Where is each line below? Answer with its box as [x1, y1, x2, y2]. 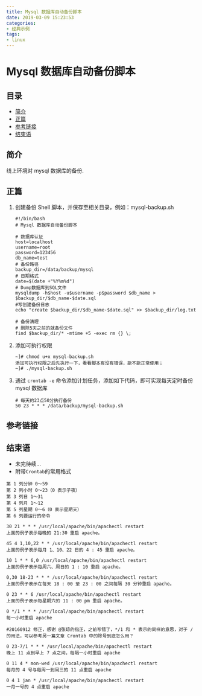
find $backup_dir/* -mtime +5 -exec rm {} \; [14, 330, 131, 336]
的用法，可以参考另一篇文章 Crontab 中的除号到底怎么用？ [6, 633, 134, 639]
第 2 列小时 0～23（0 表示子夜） [6, 487, 80, 493]
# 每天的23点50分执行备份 [14, 397, 72, 403]
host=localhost [14, 239, 54, 245]
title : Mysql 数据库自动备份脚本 [6, 8, 83, 15]
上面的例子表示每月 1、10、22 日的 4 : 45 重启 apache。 [6, 547, 137, 553]
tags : [6, 31, 20, 37]
